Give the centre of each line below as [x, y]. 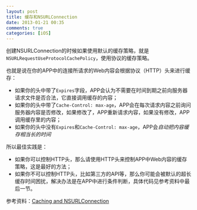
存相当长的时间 [33, 134]
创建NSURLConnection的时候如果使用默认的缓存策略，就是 [78, 51]
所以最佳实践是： [27, 147]
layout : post [22, 11]
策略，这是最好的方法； [43, 167]
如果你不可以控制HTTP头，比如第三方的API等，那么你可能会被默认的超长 [103, 174]
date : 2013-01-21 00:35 [35, 22]
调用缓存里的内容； [38, 120]
